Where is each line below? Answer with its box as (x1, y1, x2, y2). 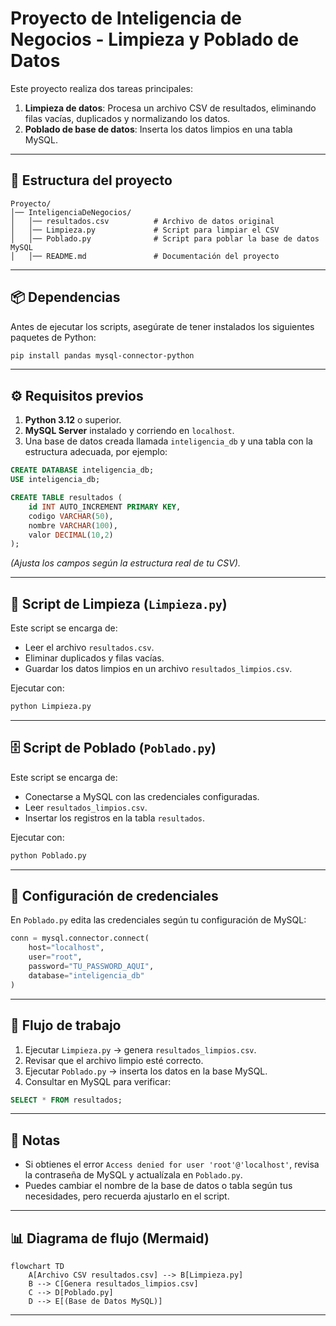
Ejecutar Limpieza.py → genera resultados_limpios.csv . (24, 1043, 257, 1056)
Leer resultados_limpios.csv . (24, 801, 148, 813)
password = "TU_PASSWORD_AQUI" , (28, 962, 155, 972)
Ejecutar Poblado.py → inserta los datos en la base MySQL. (24, 1065, 268, 1077)
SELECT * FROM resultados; (10, 1095, 123, 1105)
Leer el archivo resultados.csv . (24, 642, 155, 654)
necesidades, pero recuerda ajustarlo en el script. (24, 1190, 230, 1202)
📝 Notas (10, 1132, 61, 1149)
